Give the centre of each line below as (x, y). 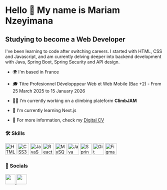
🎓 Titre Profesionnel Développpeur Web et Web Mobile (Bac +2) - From (87, 84)
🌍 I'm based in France (35, 72)
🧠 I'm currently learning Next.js (44, 110)
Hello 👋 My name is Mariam (63, 10)
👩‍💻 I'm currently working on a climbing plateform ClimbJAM (74, 100)
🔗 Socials (17, 166)
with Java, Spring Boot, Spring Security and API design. (62, 62)
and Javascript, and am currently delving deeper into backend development (83, 56)
